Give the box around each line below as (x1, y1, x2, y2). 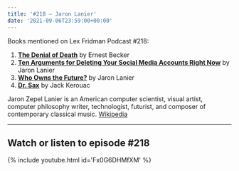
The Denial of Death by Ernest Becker (17, 51, 130, 59)
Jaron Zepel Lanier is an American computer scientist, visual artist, (7, 94, 203, 103)
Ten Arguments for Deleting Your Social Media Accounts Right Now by (17, 58, 230, 66)
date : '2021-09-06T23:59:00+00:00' (7, 17, 113, 24)
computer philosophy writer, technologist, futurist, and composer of (7, 102, 206, 110)
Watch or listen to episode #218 (7, 137, 150, 149)
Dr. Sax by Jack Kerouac (17, 81, 90, 89)
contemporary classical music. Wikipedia (7, 110, 128, 118)
